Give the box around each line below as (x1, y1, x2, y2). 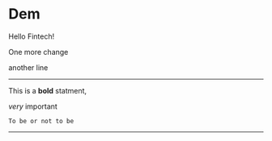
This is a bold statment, (8, 85, 87, 95)
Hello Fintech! (8, 31, 55, 41)
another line (8, 62, 49, 73)
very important (8, 102, 58, 111)
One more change (8, 47, 69, 56)
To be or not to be (8, 117, 74, 125)
